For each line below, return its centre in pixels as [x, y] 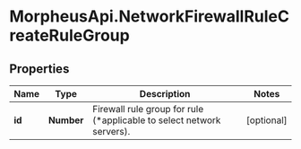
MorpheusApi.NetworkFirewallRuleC [149, 17]
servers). [112, 131]
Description [165, 94]
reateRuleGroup [69, 35]
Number [66, 120]
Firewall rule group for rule [148, 109]
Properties [39, 69]
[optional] [267, 120]
